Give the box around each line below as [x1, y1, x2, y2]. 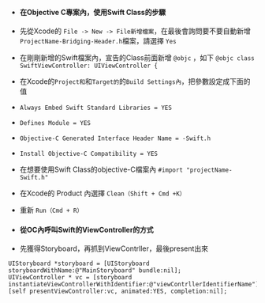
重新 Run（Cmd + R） [19, 206, 84, 215]
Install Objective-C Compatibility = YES [19, 150, 158, 158]
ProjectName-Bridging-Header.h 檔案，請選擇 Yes [19, 36, 177, 46]
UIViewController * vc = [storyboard [8, 274, 132, 282]
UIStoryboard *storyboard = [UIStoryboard [8, 259, 150, 268]
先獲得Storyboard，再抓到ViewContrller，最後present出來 [19, 244, 209, 253]
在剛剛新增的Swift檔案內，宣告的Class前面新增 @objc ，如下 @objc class [19, 53, 255, 62]
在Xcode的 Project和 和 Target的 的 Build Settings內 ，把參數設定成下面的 [19, 77, 251, 86]
